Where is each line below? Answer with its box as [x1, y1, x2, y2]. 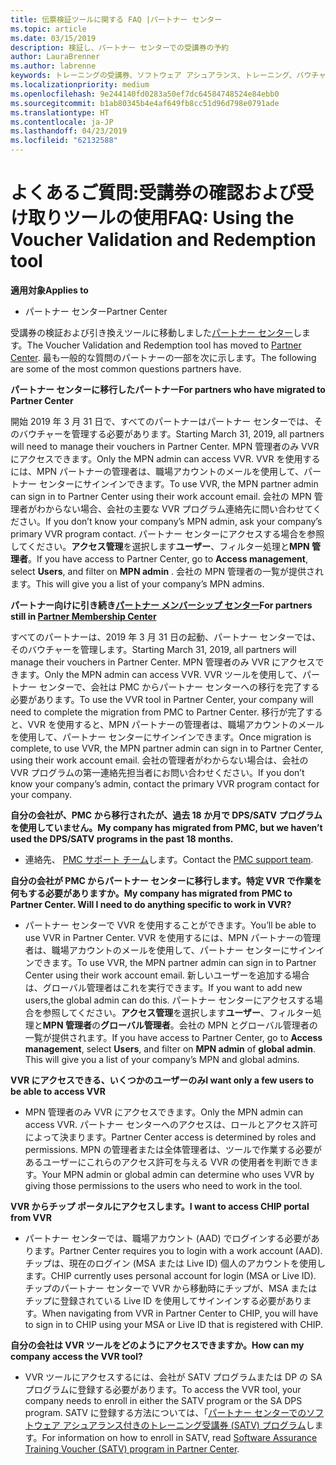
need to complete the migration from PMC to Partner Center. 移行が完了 [10, 706, 306, 718]
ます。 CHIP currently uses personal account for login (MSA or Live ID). [24, 1269, 317, 1281]
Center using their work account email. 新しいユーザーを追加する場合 [24, 969, 310, 981]
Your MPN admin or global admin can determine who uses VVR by [41, 1168, 315, 1180]
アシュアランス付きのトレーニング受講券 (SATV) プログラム [62, 1419, 307, 1431]
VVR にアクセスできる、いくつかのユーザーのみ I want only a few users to [10, 1074, 315, 1086]
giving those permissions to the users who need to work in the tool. [24, 1179, 303, 1191]
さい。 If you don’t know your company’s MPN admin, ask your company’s [18, 515, 323, 527]
